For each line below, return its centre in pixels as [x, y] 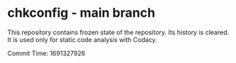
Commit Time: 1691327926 [46, 53]
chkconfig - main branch [82, 13]
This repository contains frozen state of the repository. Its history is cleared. [118, 32]
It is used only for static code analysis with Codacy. [82, 39]
